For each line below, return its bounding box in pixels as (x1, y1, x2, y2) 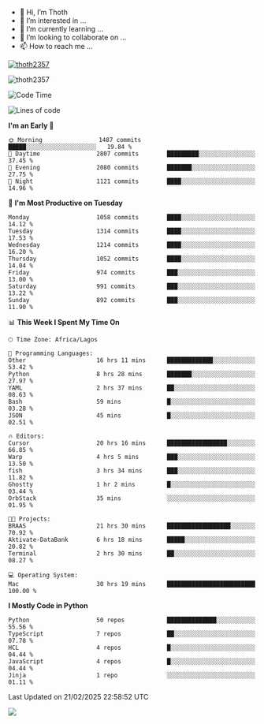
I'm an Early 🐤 (8, 121, 54, 130)
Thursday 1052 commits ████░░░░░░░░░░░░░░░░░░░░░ (8, 255, 256, 263)
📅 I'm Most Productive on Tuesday (8, 198, 124, 207)
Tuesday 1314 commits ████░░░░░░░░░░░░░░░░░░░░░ (8, 227, 256, 235)
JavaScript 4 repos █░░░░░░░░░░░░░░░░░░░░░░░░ (8, 658, 256, 666)
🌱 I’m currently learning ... (19, 24, 104, 33)
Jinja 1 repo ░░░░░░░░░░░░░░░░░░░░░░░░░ (8, 671, 256, 679)
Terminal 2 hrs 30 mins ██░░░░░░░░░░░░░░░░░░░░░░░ (8, 550, 256, 558)
